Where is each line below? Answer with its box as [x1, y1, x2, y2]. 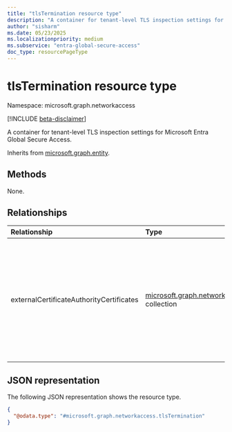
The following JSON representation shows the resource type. [7, 393, 182, 401]
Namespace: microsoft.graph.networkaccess [7, 101, 136, 109]
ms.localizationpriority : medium [7, 36, 104, 43]
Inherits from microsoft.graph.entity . [7, 148, 110, 157]
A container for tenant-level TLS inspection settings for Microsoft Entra [7, 128, 209, 136]
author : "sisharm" [7, 23, 60, 30]
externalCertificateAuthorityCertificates [10, 295, 139, 304]
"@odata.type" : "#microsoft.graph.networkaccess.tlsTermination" [13, 413, 206, 420]
